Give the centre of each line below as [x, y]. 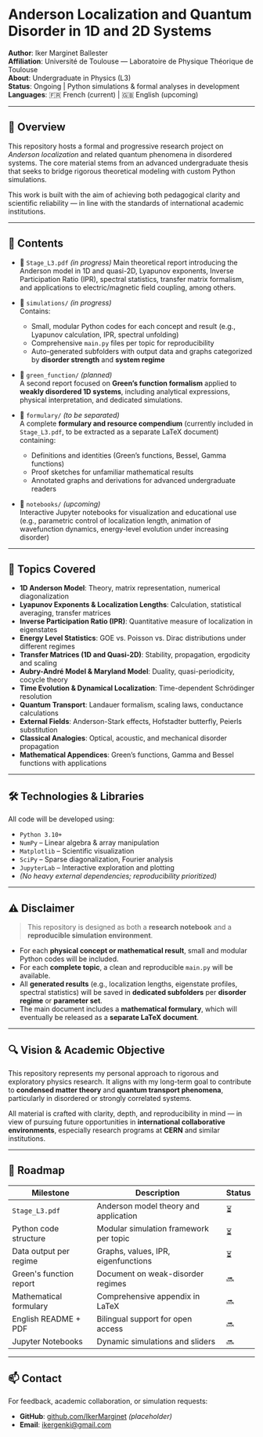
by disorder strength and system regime [98, 360]
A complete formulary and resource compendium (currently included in [136, 423]
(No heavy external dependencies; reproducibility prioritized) [118, 876]
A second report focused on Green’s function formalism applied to [128, 383]
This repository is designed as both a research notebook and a [130, 927]
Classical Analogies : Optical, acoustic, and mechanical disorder [123, 738]
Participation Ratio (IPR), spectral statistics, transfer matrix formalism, [131, 279]
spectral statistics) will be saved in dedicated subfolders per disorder [133, 992]
